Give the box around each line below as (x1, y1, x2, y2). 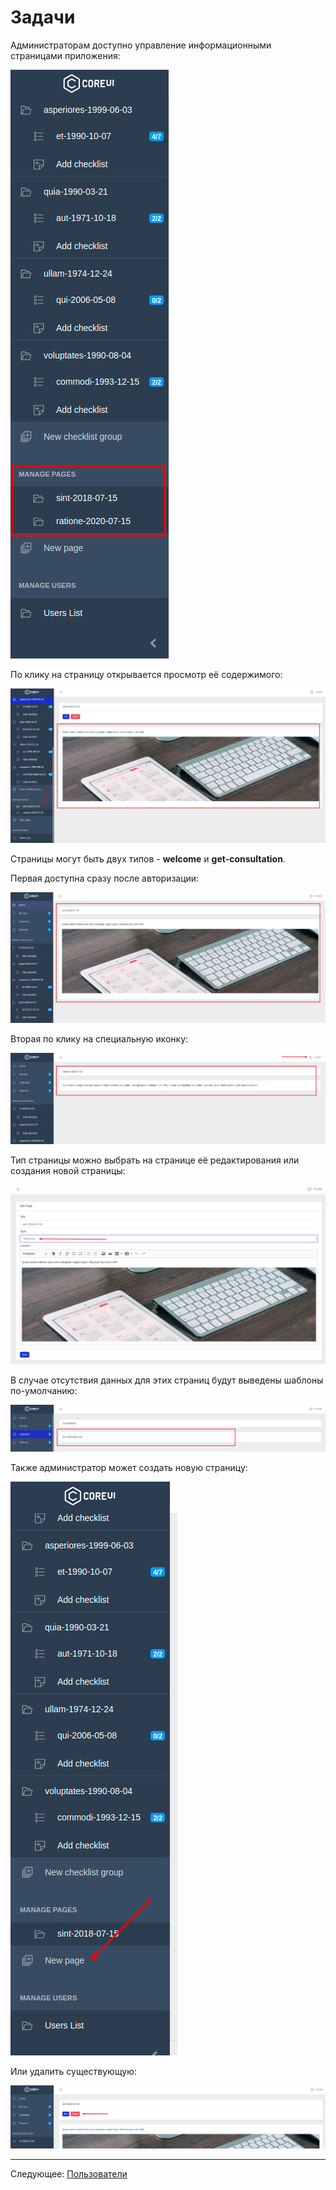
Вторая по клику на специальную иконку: (10, 1032, 189, 1045)
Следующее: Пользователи (10, 2167, 128, 2180)
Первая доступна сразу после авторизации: (10, 872, 200, 884)
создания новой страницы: (10, 1164, 126, 1176)
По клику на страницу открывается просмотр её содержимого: (10, 668, 283, 680)
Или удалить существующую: (10, 2066, 138, 2077)
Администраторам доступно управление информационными (10, 39, 272, 51)
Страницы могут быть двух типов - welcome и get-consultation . (10, 852, 286, 865)
